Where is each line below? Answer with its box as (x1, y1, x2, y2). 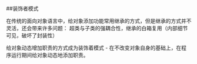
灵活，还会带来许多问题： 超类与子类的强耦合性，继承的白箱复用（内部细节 (6, 25, 188, 31)
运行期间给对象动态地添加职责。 (11, 52, 89, 58)
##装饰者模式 (6, 5, 39, 12)
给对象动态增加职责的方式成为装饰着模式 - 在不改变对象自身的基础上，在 (6, 44, 182, 51)
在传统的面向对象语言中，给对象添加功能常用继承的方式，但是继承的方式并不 (6, 17, 192, 24)
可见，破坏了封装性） (6, 32, 58, 39)
